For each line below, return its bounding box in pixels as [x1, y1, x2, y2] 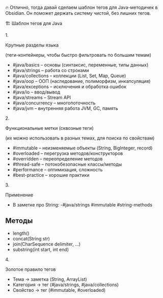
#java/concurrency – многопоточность [12, 100, 96, 106]
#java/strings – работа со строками [12, 67, 89, 73]
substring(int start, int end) [12, 246, 69, 253]
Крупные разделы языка [5, 42, 59, 48]
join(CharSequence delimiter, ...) [12, 241, 80, 247]
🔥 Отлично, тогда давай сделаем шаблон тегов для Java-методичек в [5, 5, 158, 10]
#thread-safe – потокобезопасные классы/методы [12, 161, 122, 167]
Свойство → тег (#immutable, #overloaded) [12, 287, 106, 293]
